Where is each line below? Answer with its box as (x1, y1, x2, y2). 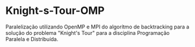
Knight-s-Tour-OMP (5, 4, 105, 17)
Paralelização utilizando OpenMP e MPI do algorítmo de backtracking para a (5, 23, 190, 30)
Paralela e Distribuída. (5, 35, 59, 42)
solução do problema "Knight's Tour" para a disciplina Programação (5, 29, 170, 36)
